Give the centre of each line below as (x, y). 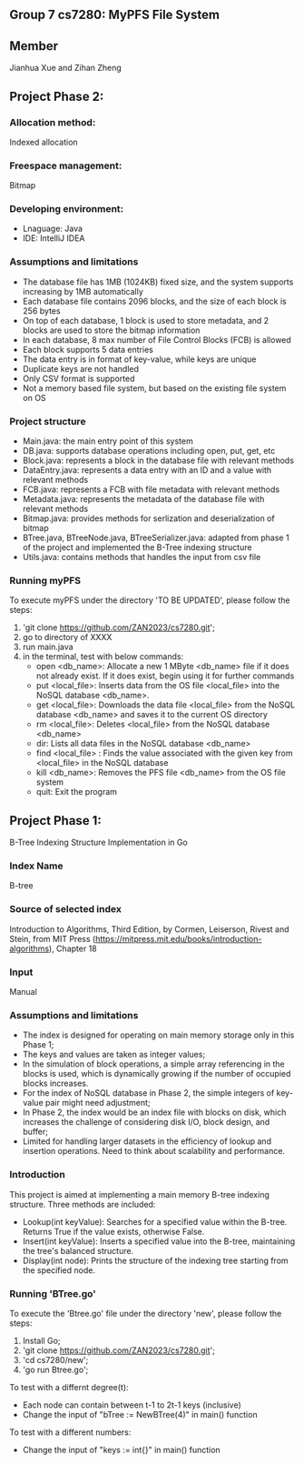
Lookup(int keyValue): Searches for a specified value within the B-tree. (155, 1221)
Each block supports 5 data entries (88, 349)
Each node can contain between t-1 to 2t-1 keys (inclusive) (132, 1405)
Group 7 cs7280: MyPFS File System (115, 15)
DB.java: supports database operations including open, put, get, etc (149, 451)
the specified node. (59, 1270)
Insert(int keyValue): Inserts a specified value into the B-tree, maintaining (159, 1241)
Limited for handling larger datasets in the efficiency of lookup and (147, 1141)
